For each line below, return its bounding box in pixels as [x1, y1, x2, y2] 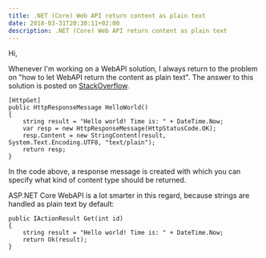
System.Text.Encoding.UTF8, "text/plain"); [8, 139, 156, 147]
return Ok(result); [22, 236, 88, 244]
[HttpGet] [8, 97, 42, 105]
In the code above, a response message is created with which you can [8, 167, 241, 176]
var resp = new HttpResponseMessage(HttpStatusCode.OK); [22, 125, 217, 133]
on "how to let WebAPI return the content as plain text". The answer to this [8, 73, 254, 83]
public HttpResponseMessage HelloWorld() [8, 103, 149, 112]
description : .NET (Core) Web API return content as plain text [8, 26, 228, 34]
